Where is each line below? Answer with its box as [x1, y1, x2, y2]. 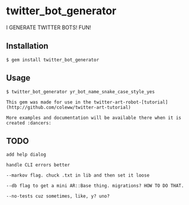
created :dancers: [6, 120, 52, 126]
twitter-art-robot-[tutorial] [94, 99, 168, 105]
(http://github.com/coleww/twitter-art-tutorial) [6, 104, 132, 111]
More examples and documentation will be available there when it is [6, 115, 182, 121]
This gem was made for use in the [6, 99, 92, 105]
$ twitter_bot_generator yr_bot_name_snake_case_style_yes [6, 89, 155, 94]
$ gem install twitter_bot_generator [6, 56, 100, 63]
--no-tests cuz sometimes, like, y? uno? [6, 193, 110, 200]
